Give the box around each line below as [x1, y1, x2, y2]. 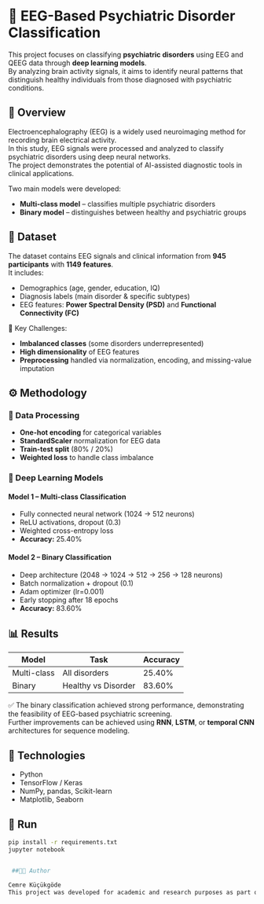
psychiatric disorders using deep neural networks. [8, 152, 171, 161]
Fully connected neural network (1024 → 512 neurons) [19, 509, 195, 519]
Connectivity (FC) [19, 308, 80, 318]
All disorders [62, 667, 109, 678]
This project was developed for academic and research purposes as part [8, 888, 251, 896]
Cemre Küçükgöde [8, 880, 61, 889]
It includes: [8, 267, 44, 277]
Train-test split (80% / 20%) [19, 444, 114, 454]
